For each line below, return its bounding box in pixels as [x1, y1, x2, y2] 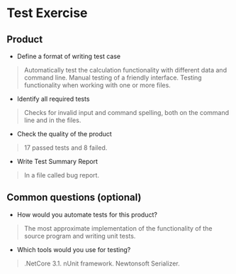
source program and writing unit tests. [23, 231, 136, 240]
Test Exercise [6, 5, 88, 21]
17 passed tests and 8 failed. [23, 143, 108, 152]
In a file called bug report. [23, 171, 100, 179]
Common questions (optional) [6, 192, 142, 204]
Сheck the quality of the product [16, 130, 113, 138]
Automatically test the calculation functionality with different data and [23, 66, 227, 74]
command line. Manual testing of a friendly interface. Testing [23, 73, 203, 82]
